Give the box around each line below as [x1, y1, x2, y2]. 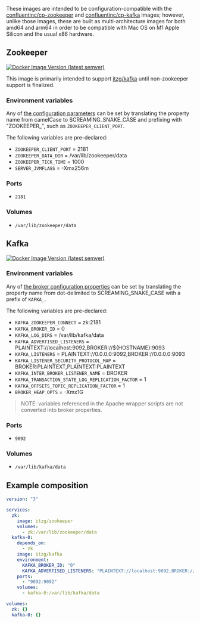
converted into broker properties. [20, 406, 102, 413]
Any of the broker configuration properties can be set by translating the [6, 283, 182, 290]
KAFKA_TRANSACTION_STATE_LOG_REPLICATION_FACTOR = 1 [14, 376, 146, 383]
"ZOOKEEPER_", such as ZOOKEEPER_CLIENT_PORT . [6, 122, 125, 130]
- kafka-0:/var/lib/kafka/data [21, 590, 100, 596]
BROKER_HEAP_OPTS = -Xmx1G [14, 388, 84, 395]
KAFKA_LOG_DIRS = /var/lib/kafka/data [14, 331, 104, 339]
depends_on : [17, 540, 46, 546]
